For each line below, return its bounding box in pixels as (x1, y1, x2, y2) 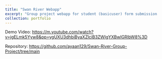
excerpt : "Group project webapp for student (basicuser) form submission (5, 12, 158, 16)
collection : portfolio (5, 16, 51, 21)
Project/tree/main (5, 48, 40, 54)
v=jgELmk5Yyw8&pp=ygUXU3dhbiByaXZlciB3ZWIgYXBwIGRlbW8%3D (5, 34, 148, 40)
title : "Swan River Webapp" (5, 7, 62, 12)
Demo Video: (5, 29, 32, 35)
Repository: (5, 44, 28, 49)
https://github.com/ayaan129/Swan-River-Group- (29, 44, 128, 49)
